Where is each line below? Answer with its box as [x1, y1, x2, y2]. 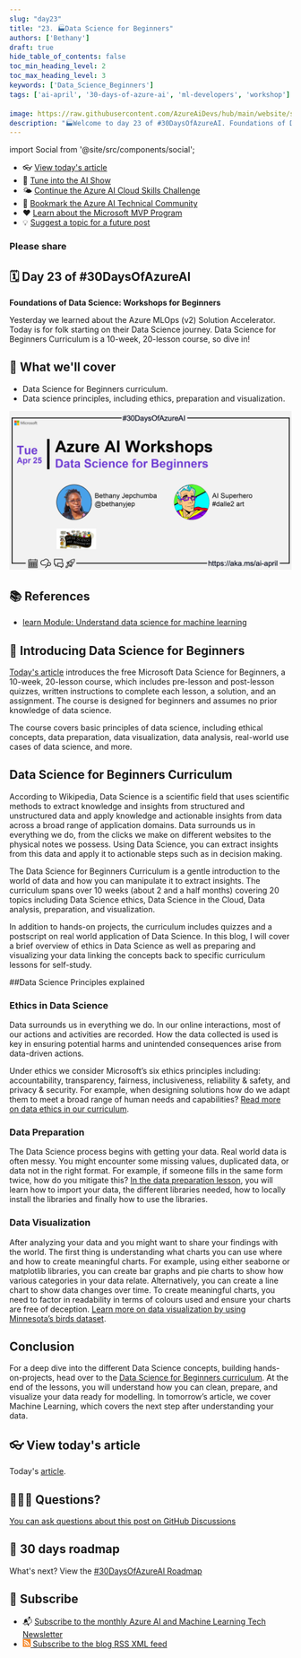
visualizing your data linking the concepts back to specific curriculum [9, 949, 266, 960]
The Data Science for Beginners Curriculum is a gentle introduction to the [9, 866, 280, 877]
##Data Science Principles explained [9, 976, 145, 987]
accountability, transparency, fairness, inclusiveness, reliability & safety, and [9, 1075, 291, 1086]
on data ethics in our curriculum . [9, 1104, 130, 1114]
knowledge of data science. [9, 704, 112, 715]
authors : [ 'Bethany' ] [9, 33, 90, 42]
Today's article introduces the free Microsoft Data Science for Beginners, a [9, 667, 286, 677]
